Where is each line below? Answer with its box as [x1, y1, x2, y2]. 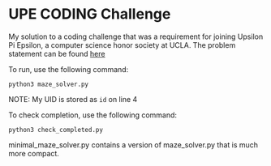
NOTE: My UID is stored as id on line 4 [8, 94, 138, 104]
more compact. [8, 148, 59, 158]
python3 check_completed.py [8, 126, 104, 134]
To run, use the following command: [8, 64, 129, 74]
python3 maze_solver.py [8, 80, 89, 88]
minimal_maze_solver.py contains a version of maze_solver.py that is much [8, 139, 258, 150]
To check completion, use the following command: [8, 110, 177, 120]
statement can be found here [8, 49, 105, 58]
